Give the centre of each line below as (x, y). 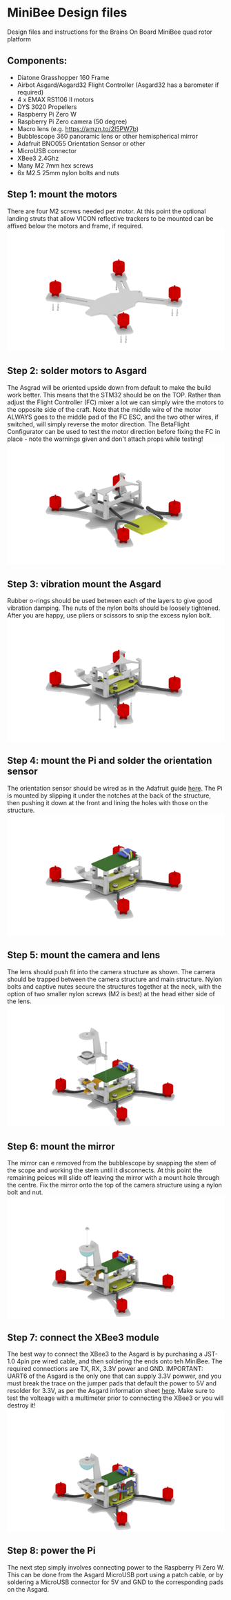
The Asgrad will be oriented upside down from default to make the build (109, 387)
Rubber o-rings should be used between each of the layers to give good (110, 601)
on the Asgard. (28, 1589)
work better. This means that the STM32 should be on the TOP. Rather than (114, 395)
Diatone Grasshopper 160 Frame (63, 77)
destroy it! (21, 1405)
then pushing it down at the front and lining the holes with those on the (108, 802)
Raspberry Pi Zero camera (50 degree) (72, 121)
